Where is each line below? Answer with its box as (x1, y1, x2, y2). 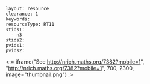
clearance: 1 (5, 11, 39, 17)
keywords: (5, 16, 31, 22)
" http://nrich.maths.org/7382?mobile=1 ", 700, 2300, (5, 65, 134, 71)
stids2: (5, 37, 25, 43)
